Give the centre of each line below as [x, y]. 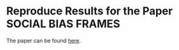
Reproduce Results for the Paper [89, 11]
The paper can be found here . [44, 40]
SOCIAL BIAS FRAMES [63, 24]
